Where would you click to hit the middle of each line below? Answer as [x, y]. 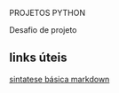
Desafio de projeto [43, 30]
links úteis [38, 58]
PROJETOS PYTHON [48, 13]
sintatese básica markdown [59, 79]
